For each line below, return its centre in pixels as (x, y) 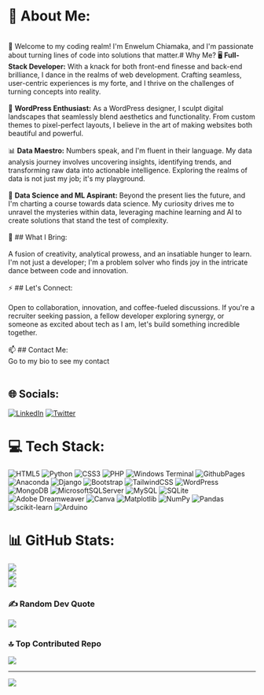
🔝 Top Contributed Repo (55, 643)
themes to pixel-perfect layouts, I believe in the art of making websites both (130, 124)
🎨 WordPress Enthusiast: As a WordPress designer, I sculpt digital (116, 108)
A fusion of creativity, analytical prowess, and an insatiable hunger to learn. (130, 253)
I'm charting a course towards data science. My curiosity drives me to (121, 203)
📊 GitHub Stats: (62, 540)
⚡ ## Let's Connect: (40, 287)
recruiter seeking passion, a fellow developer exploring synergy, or (116, 316)
